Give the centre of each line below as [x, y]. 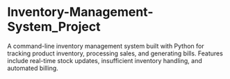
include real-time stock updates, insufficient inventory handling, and [105, 60]
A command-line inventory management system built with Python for [106, 46]
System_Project [54, 27]
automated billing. [33, 68]
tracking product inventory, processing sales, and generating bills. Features [115, 53]
